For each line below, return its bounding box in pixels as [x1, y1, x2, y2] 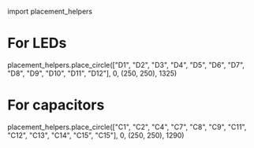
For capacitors [7, 96, 105, 114]
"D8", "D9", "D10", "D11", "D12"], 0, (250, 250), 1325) [7, 68, 177, 78]
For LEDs [7, 35, 67, 52]
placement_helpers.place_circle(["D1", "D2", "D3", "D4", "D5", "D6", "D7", [7, 60, 245, 69]
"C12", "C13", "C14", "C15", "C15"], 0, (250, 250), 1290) [7, 130, 185, 140]
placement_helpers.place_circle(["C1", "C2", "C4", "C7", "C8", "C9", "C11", [7, 122, 247, 131]
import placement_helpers [7, 7, 92, 16]
